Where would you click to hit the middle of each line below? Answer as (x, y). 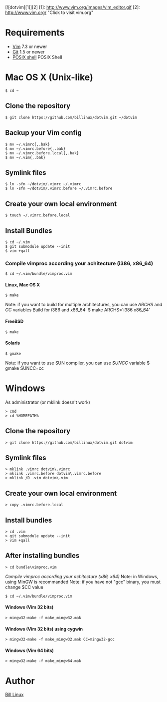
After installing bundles (42, 556)
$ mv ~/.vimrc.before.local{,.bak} (42, 153)
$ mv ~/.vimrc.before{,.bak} (35, 149)
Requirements (35, 33)
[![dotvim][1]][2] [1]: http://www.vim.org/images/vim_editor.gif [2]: (73, 7)
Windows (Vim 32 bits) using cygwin (44, 629)
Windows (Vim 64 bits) (29, 650)
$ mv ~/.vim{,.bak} (25, 157)
